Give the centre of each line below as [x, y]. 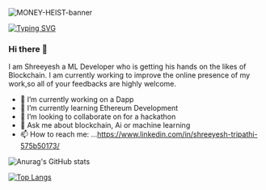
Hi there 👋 [28, 49]
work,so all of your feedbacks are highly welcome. [92, 84]
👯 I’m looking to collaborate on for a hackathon [98, 116]
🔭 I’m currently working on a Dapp [77, 99]
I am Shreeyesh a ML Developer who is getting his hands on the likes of [127, 67]
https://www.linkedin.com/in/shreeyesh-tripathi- [177, 134]
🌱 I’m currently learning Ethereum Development [99, 108]
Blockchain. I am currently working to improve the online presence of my [129, 75]
